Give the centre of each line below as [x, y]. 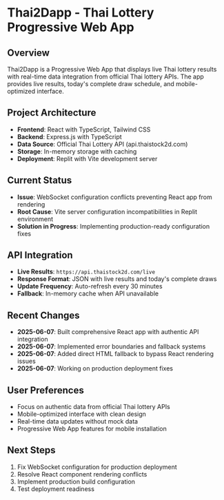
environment [35, 219]
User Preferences [45, 390]
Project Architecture [52, 113]
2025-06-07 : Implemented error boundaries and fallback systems [111, 346]
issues [26, 361]
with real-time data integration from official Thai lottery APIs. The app [106, 76]
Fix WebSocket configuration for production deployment [97, 467]
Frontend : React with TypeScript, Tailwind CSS [84, 129]
